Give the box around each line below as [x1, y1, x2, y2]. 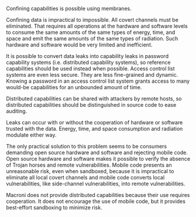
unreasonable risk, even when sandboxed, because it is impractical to [6, 168, 174, 175]
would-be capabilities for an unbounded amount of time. [6, 84, 142, 90]
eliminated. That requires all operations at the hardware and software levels [6, 23, 188, 29]
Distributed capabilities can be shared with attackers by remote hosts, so [6, 95, 182, 102]
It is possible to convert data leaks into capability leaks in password [6, 53, 169, 59]
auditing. [6, 108, 27, 114]
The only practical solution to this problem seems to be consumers [6, 143, 167, 150]
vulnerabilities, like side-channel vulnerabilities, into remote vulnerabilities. [6, 180, 185, 187]
